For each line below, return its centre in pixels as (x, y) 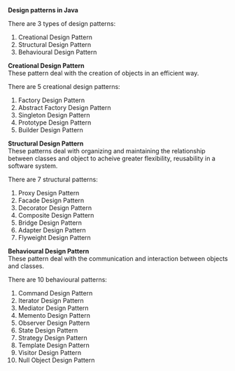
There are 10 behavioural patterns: (58, 280)
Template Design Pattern (54, 345)
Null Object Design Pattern (56, 360)
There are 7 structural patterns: (53, 179)
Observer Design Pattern (54, 323)
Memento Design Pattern (54, 315)
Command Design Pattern (55, 293)
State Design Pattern (48, 330)
